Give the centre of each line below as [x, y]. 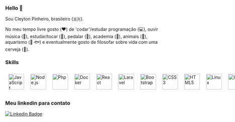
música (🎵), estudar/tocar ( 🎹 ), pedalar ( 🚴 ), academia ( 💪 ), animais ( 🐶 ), [76, 37]
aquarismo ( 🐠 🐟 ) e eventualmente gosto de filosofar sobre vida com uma [82, 42]
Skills [12, 62]
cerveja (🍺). [17, 49]
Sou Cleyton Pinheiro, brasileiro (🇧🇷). [44, 19]
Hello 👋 [14, 8]
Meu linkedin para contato [38, 103]
